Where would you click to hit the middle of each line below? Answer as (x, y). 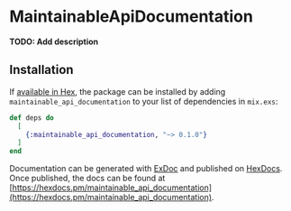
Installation (41, 70)
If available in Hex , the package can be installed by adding (118, 91)
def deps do (32, 118)
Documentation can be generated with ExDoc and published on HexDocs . (146, 169)
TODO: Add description (54, 41)
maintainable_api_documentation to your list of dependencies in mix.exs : (144, 101)
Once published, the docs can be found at (87, 179)
